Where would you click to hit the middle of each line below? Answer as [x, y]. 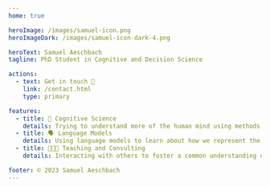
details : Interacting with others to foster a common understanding [140, 156]
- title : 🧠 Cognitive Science [66, 118]
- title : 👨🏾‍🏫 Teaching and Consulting [81, 148]
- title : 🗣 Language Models [64, 133]
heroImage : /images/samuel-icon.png [70, 30]
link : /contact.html [57, 89]
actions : [23, 74]
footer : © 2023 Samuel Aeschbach [64, 170]
